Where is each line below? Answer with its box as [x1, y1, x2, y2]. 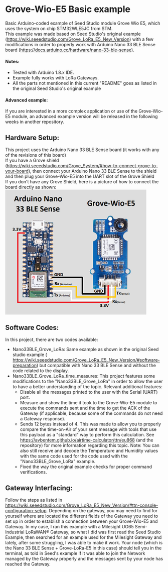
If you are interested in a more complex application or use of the [5, 108, 138, 114]
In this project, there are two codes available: [5, 336, 98, 342]
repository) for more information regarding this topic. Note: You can [20, 442, 159, 448]
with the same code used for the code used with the [20, 453, 128, 459]
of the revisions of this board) [5, 152, 67, 158]
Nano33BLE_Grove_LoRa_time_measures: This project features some [12, 373, 155, 379]
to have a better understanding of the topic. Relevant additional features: [12, 384, 163, 390]
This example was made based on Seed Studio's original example [5, 31, 141, 37]
